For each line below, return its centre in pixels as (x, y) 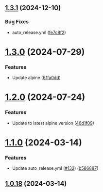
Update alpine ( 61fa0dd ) (36, 78)
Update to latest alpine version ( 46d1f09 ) (53, 123)
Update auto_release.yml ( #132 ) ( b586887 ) (55, 168)
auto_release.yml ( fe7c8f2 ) (39, 32)
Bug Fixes (17, 22)
